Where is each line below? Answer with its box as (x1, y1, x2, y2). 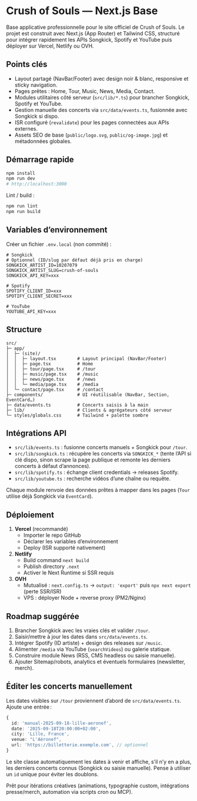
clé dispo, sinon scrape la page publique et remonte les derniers (14, 456, 171, 463)
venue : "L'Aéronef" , (11, 737, 62, 743)
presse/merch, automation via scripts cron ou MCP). (6, 788, 133, 795)
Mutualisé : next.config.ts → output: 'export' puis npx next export (23, 581, 191, 589)
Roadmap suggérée (6, 611, 79, 621)
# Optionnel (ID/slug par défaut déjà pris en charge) (6, 257, 143, 263)
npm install (6, 170, 35, 176)
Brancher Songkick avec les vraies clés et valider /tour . (14, 627, 150, 634)
